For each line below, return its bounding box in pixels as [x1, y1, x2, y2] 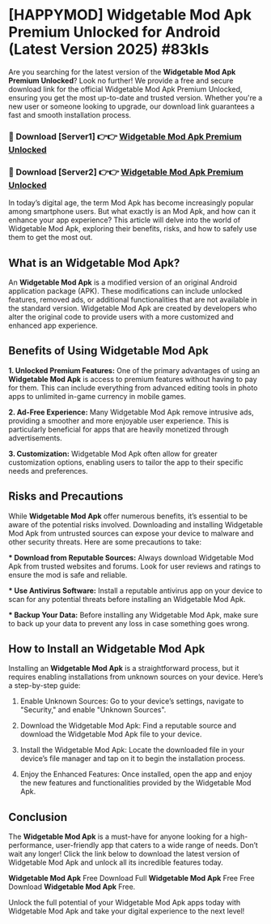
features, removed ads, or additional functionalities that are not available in [8, 294, 257, 304]
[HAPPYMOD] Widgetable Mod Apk [8, 6, 252, 24]
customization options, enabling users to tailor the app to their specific [8, 457, 244, 467]
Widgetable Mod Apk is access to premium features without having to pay [8, 374, 257, 384]
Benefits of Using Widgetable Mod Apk [8, 344, 209, 358]
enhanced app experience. [8, 320, 99, 330]
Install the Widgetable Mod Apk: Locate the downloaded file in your [19, 745, 245, 755]
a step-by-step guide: [8, 681, 81, 690]
